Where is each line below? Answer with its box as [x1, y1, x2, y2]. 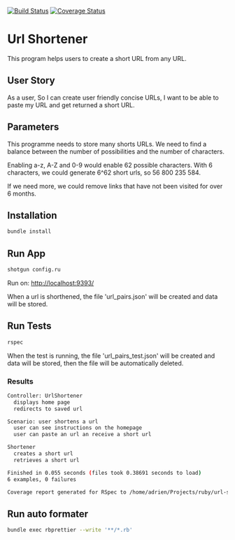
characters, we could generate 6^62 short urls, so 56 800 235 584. [7, 168, 201, 177]
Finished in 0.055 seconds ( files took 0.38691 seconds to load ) [7, 469, 201, 476]
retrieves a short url [13, 457, 80, 464]
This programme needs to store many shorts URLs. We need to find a [7, 140, 207, 148]
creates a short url [13, 450, 73, 457]
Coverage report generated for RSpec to [7, 488, 127, 496]
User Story [7, 74, 55, 87]
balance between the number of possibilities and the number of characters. [7, 147, 225, 156]
